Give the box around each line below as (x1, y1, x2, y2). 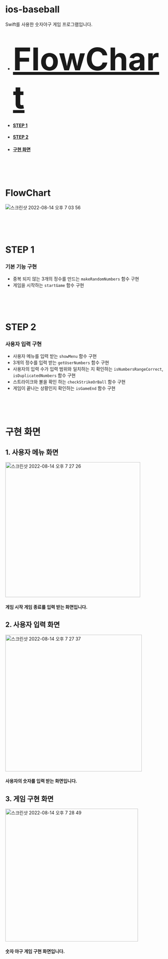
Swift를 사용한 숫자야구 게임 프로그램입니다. (5, 21, 93, 27)
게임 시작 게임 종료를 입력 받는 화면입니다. (5, 604, 88, 610)
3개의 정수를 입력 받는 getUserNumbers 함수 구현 (12, 359, 109, 366)
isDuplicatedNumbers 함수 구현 (12, 372, 76, 378)
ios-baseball (5, 4, 60, 15)
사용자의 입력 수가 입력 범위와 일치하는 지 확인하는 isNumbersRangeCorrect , (12, 366, 164, 372)
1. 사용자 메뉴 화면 (5, 448, 59, 456)
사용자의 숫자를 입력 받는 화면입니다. (5, 778, 78, 784)
